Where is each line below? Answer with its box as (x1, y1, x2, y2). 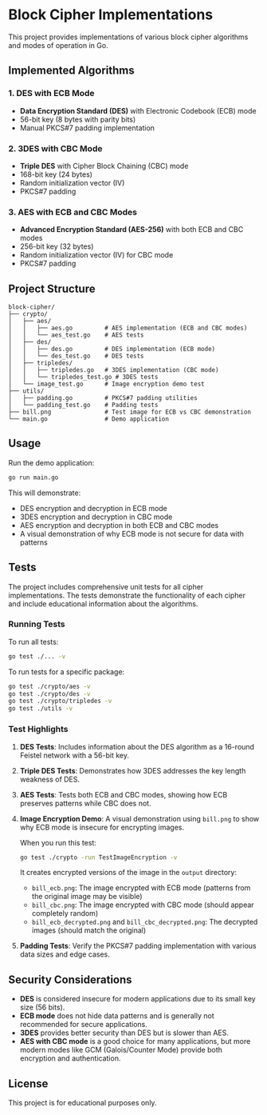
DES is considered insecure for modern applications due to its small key (19, 994, 257, 1004)
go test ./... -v (8, 652, 66, 661)
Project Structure (8, 282, 96, 295)
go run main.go (8, 474, 59, 482)
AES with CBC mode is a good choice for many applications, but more (19, 1037, 251, 1046)
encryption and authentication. (19, 1053, 121, 1063)
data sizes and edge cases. (19, 949, 110, 959)
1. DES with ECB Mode (8, 88, 95, 99)
